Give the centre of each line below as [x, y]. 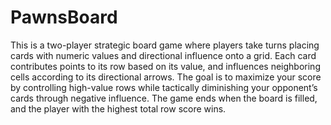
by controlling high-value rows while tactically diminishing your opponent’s [164, 87]
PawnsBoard [64, 17]
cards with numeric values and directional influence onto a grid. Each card [163, 55]
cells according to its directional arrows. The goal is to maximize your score [166, 77]
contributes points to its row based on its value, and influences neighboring [165, 66]
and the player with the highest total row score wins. [118, 108]
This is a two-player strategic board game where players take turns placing [165, 45]
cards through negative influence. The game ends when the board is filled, [164, 98]
